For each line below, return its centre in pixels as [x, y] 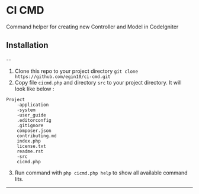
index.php [29, 141]
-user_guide [31, 115]
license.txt [31, 146]
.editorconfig [34, 120]
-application [33, 105]
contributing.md [37, 136]
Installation [27, 45]
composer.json [34, 131]
